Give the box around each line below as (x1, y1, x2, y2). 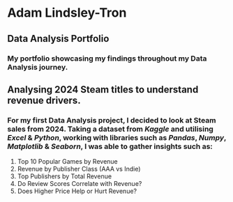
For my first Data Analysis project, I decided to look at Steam (7, 115, 216, 125)
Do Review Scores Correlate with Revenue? (17, 180, 142, 188)
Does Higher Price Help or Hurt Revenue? (17, 187, 137, 196)
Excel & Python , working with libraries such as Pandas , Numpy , (7, 132, 227, 142)
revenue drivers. (7, 94, 82, 106)
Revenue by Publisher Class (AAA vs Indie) (17, 165, 141, 173)
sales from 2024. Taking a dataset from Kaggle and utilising (7, 124, 214, 134)
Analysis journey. (7, 62, 68, 72)
